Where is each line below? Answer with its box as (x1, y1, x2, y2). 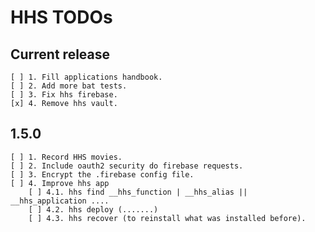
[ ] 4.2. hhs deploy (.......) (28, 204, 159, 215)
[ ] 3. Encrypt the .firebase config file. (10, 169, 195, 180)
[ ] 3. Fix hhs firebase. (10, 90, 118, 100)
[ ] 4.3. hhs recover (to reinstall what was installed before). (28, 213, 307, 223)
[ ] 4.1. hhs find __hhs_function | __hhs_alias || (28, 187, 248, 197)
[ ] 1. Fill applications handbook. (10, 72, 163, 82)
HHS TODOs (10, 6, 113, 29)
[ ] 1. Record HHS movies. (10, 152, 123, 162)
